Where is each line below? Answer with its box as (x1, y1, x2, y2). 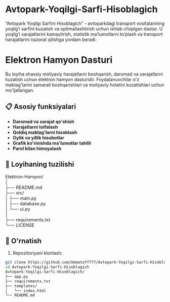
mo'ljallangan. (5, 87, 34, 93)
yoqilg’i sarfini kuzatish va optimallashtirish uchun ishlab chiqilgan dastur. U (5, 25, 163, 31)
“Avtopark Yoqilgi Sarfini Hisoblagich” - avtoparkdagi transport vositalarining (5, 20, 165, 26)
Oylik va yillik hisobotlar (12, 134, 64, 140)
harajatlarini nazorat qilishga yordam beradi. (5, 36, 97, 43)
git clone (5, 260, 26, 265)
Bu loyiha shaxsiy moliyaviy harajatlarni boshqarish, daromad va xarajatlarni (5, 71, 163, 77)
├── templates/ (5, 283, 37, 288)
